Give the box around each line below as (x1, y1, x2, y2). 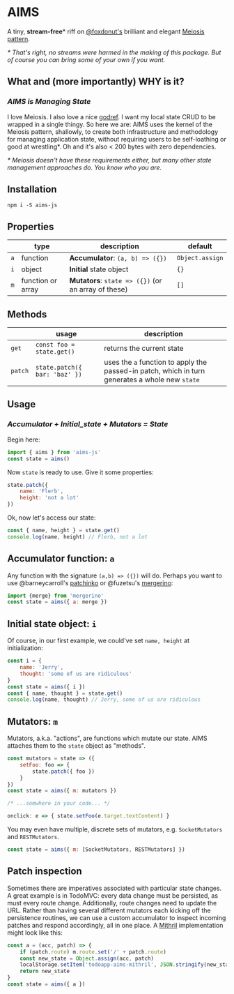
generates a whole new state (104, 375, 201, 384)
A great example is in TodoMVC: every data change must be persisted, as (7, 891, 218, 900)
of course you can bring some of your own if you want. (7, 55, 166, 63)
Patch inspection (7, 866, 82, 878)
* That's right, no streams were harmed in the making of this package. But (7, 48, 221, 57)
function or (21, 276, 58, 286)
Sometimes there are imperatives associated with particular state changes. (7, 884, 222, 892)
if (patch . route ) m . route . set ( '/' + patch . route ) (19, 948, 167, 956)
